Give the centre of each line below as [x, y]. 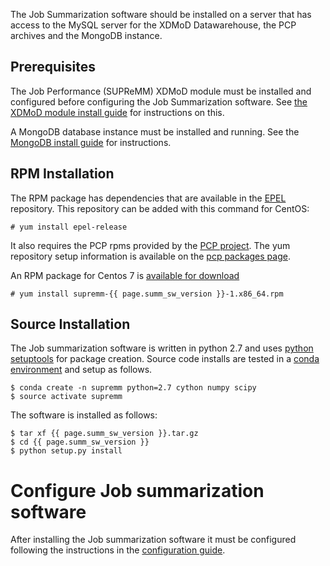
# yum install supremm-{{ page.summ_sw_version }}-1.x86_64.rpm [147, 294]
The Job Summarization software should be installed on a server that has [161, 14]
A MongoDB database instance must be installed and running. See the [155, 131]
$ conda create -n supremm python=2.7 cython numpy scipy [133, 388]
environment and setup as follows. [81, 370]
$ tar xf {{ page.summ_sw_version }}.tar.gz [104, 434]
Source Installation [70, 324]
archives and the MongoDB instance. [86, 35]
